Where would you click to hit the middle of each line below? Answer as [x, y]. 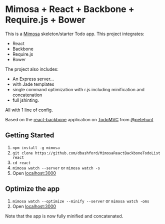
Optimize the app [32, 189]
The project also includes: [32, 69]
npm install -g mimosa [36, 148]
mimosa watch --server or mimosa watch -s [56, 168]
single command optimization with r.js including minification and [78, 89]
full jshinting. [25, 100]
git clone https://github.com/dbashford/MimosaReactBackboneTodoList [86, 153]
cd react [21, 163]
